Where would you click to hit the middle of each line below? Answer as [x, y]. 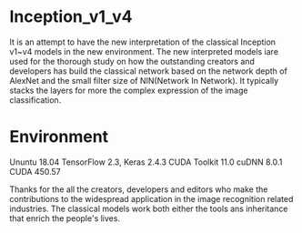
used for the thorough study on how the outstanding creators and [132, 61]
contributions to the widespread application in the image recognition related [151, 198]
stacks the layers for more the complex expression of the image [129, 90]
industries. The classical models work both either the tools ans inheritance [149, 208]
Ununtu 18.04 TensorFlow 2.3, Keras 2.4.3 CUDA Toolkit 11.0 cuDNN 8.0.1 [146, 162]
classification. [35, 100]
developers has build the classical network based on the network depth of [149, 71]
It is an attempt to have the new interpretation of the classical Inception [142, 42]
